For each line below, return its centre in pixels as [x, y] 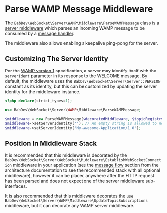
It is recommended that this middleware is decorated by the [66, 155]
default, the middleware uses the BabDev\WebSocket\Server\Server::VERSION [83, 81]
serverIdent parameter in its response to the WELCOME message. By [76, 76]
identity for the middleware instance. [43, 92]
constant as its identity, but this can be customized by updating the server [81, 86]
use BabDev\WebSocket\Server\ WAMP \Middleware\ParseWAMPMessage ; [73, 110]
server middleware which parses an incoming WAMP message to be [75, 28]
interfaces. [16, 186]
